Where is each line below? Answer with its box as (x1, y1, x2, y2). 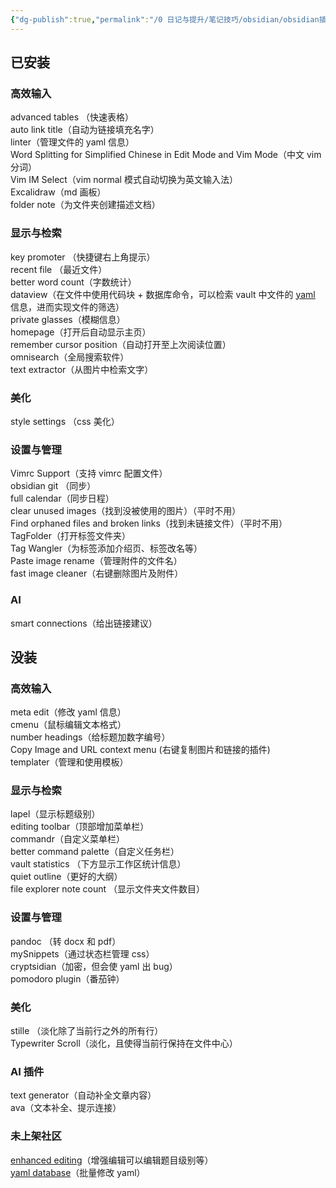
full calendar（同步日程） (10, 492, 115, 505)
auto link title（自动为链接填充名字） (10, 124, 160, 136)
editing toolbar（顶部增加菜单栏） (10, 821, 150, 833)
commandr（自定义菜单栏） (10, 833, 125, 845)
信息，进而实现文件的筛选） (10, 301, 125, 313)
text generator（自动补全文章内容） (10, 1089, 157, 1101)
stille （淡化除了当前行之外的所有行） (10, 1025, 164, 1037)
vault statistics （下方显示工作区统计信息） (10, 858, 187, 870)
